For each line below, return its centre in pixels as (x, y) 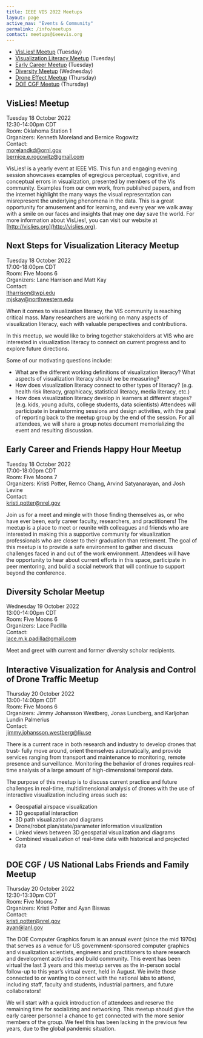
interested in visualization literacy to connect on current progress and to (96, 342)
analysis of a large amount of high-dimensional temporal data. (96, 770)
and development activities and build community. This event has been (93, 959)
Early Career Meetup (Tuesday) (54, 65)
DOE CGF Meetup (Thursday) (52, 84)
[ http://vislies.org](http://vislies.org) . (52, 226)
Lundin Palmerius (28, 720)
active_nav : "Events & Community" (50, 23)
